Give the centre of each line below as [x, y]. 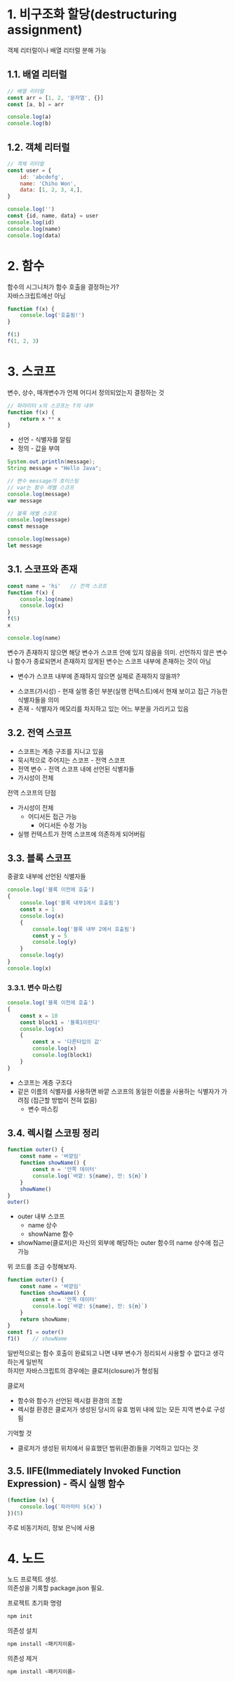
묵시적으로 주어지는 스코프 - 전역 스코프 [71, 760]
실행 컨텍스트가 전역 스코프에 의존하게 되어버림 [81, 834]
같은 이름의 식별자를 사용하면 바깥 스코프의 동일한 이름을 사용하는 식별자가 [119, 1091]
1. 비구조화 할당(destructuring [92, 14]
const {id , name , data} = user [53, 216]
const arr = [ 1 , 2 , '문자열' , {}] [55, 98]
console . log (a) [29, 117]
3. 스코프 [32, 372]
